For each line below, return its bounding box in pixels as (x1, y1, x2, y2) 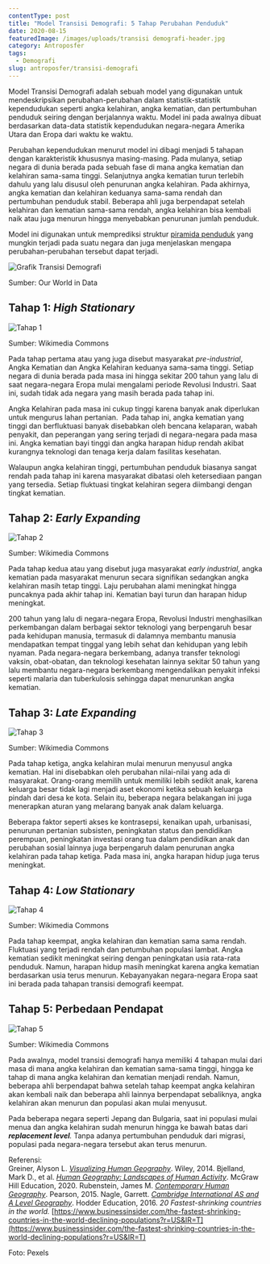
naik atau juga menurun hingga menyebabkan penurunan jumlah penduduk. (8, 213, 260, 223)
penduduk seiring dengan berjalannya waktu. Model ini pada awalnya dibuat (8, 112, 262, 122)
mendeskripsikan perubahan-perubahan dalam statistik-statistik (8, 94, 221, 105)
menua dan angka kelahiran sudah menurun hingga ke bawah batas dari (8, 1122, 248, 1132)
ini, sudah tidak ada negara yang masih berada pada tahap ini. (8, 388, 215, 398)
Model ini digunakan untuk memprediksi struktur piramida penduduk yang (8, 229, 254, 239)
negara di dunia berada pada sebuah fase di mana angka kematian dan (8, 162, 244, 172)
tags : (8, 49, 27, 57)
